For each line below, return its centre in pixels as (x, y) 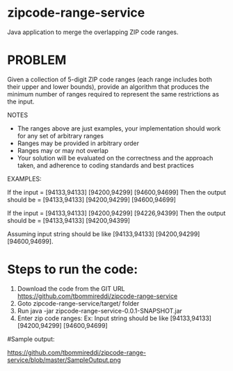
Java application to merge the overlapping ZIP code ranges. (93, 32)
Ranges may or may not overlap (63, 150)
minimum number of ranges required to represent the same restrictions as (113, 94)
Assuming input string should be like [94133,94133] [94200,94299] (104, 233)
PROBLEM (37, 60)
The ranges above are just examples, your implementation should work (119, 128)
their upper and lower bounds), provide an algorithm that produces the (109, 86)
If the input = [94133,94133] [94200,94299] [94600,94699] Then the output (116, 192)
